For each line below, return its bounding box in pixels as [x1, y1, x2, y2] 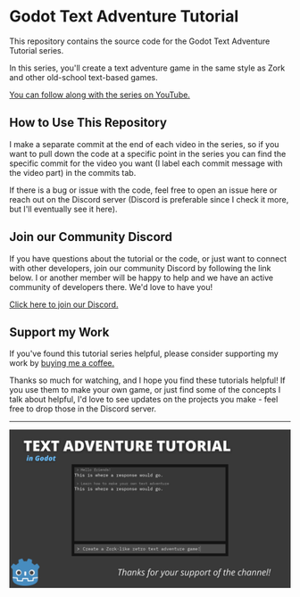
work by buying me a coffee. [9, 358, 115, 369]
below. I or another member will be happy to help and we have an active [9, 272, 274, 283]
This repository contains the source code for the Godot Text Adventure [9, 36, 271, 46]
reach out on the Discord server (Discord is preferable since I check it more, [9, 194, 289, 204]
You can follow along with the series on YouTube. [9, 89, 190, 100]
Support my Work [9, 324, 110, 340]
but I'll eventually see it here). [9, 203, 118, 214]
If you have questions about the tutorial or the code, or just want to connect [9, 253, 287, 264]
